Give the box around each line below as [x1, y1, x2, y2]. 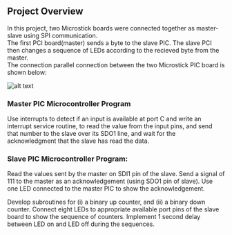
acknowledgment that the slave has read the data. [7, 137, 150, 145]
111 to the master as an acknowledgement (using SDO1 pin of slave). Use [7, 177, 213, 186]
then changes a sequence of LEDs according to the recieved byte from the [7, 46, 220, 54]
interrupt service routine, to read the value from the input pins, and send [7, 122, 213, 130]
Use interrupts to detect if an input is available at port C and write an [7, 114, 202, 123]
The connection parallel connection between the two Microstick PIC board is [7, 60, 225, 69]
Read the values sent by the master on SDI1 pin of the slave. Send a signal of [7, 170, 225, 178]
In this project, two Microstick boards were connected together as [7, 24, 195, 32]
